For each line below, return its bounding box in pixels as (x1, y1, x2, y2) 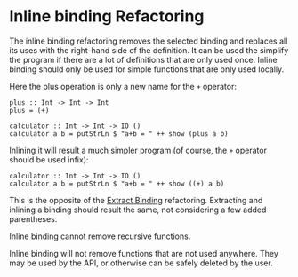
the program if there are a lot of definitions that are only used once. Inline (9, 54, 278, 65)
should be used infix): (9, 154, 89, 165)
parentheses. (9, 213, 58, 224)
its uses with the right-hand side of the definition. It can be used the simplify (9, 44, 289, 55)
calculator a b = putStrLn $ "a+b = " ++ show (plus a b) (9, 129, 229, 138)
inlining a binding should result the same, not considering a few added (9, 204, 267, 215)
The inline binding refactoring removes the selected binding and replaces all (9, 36, 288, 46)
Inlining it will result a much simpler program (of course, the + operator (9, 145, 267, 155)
